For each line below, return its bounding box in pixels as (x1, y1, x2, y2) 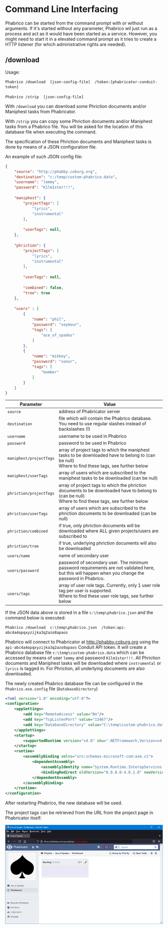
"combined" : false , (23, 285, 64, 290)
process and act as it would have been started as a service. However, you (5, 31, 157, 37)
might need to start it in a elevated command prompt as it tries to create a (5, 36, 156, 42)
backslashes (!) (58, 426, 91, 432)
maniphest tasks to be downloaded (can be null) (58, 475, 158, 481)
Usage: (5, 69, 20, 75)
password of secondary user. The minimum (58, 559, 148, 565)
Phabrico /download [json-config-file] (5, 79, 91, 85)
